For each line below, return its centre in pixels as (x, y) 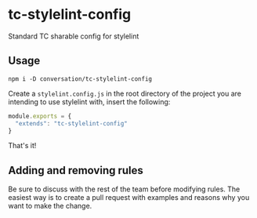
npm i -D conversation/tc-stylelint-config (80, 79)
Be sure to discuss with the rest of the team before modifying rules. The (124, 189)
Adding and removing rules (76, 170)
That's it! (22, 146)
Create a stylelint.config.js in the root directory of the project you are (125, 93)
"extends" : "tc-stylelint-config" (71, 123)
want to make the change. (50, 206)
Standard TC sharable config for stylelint (74, 36)
